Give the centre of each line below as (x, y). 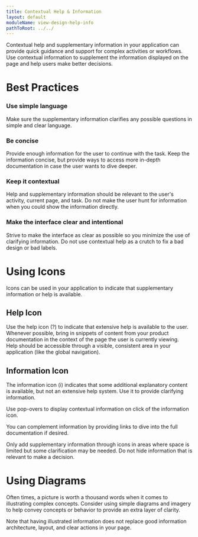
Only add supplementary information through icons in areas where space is (98, 445)
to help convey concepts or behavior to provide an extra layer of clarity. (93, 510)
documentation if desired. (38, 433)
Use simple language (37, 106)
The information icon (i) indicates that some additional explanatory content (97, 385)
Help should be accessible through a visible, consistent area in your (89, 346)
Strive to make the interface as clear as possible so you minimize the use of (98, 235)
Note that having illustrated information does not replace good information (97, 522)
